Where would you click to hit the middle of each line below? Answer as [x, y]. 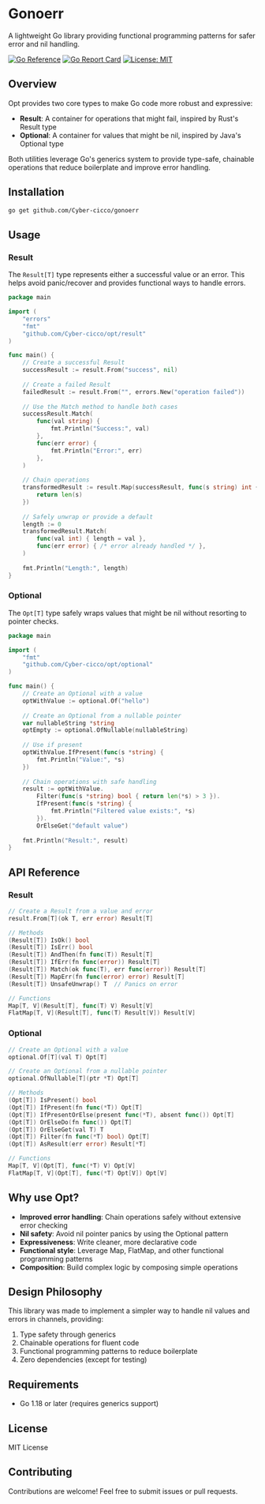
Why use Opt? [44, 1198]
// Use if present [52, 745]
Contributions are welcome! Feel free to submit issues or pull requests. [123, 1491]
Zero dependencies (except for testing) [83, 1360]
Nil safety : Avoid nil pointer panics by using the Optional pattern [124, 1233]
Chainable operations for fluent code [79, 1343]
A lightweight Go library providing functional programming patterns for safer [132, 36]
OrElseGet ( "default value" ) [82, 826]
